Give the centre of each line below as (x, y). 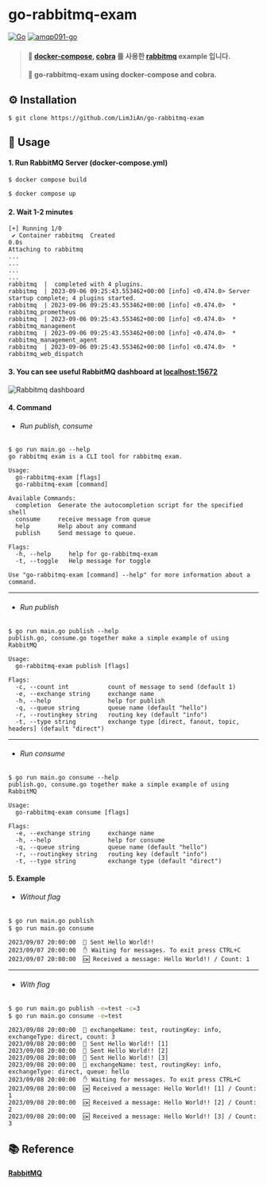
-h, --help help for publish (90, 701)
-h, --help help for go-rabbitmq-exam (87, 554)
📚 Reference (41, 1149)
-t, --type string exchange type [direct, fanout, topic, (128, 722)
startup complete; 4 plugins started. (72, 299)
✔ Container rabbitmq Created (63, 236)
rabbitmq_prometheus (43, 312)
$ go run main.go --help (49, 450)
